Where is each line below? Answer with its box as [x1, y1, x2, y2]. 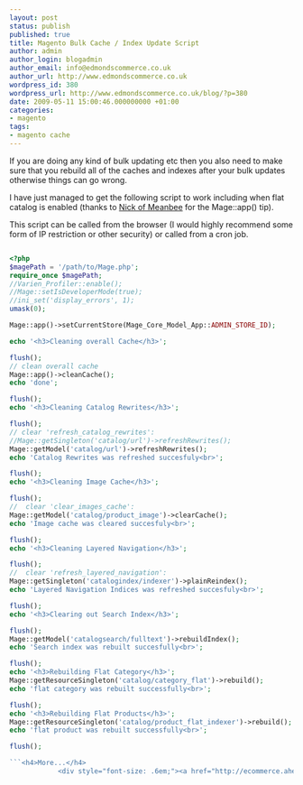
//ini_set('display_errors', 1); [9, 296, 135, 305]
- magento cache [9, 131, 70, 140]
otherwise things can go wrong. [9, 174, 128, 185]
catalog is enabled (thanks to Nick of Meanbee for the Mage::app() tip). [9, 201, 274, 212]
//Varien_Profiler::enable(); [9, 279, 124, 289]
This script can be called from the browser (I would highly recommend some [9, 218, 294, 230]
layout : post [9, 13, 59, 23]
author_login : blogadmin [9, 55, 103, 64]
